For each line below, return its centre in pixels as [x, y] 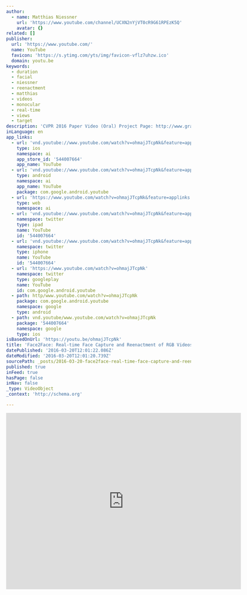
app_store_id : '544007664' [50, 159]
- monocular [26, 104]
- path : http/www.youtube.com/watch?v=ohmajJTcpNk [75, 296]
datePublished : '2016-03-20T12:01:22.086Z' [60, 350]
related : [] [21, 34]
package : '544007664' [43, 323]
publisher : [19, 39]
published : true [26, 367]
